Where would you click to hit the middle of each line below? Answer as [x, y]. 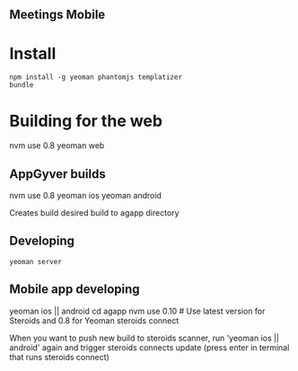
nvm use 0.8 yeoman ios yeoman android [85, 196]
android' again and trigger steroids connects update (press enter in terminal [149, 347]
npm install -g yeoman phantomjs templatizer [96, 77]
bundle [22, 85]
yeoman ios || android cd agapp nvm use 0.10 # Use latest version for [137, 311]
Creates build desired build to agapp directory [94, 213]
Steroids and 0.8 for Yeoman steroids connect [94, 320]
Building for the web [86, 121]
